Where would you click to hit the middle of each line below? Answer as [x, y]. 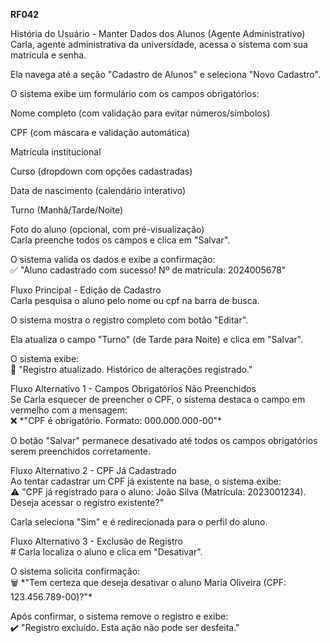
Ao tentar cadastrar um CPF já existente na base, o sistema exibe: [146, 481]
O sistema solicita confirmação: [75, 571]
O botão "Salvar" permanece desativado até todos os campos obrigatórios [164, 440]
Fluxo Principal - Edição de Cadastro [86, 290]
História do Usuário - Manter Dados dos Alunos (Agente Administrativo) [158, 33]
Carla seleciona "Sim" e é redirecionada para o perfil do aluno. [139, 522]
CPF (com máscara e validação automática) [100, 132]
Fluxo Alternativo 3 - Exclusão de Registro [96, 541]
